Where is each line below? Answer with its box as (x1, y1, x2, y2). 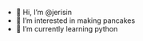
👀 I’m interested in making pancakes (15, 16, 136, 25)
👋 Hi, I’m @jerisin (15, 8, 72, 17)
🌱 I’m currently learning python (15, 24, 118, 33)
